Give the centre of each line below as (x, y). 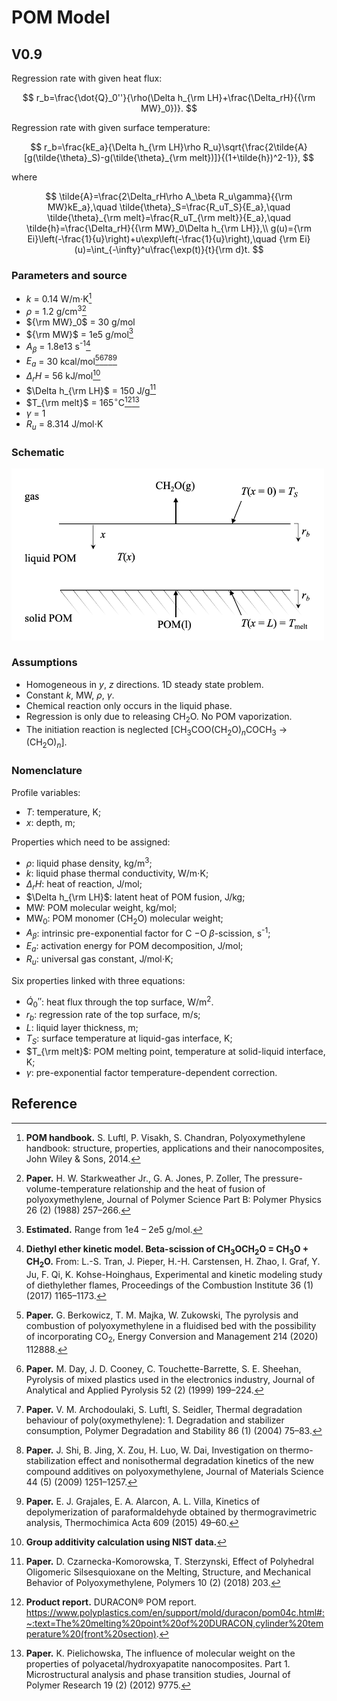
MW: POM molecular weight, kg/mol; (101, 907)
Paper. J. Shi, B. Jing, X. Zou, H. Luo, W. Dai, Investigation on (151, 1450)
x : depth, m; (50, 822)
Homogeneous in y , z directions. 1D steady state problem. (144, 684)
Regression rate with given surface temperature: (111, 127)
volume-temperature (68, 1188)
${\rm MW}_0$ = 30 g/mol (80, 322)
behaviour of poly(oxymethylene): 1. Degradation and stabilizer (155, 1420)
